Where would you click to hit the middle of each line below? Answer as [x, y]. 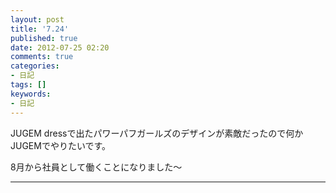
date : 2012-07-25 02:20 [60, 47]
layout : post [37, 19]
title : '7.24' [40, 29]
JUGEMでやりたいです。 [61, 145]
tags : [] [28, 85]
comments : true [42, 57]
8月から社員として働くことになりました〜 [96, 167]
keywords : [31, 94]
